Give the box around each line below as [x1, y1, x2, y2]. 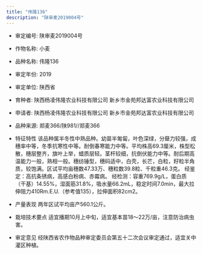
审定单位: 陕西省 [14, 83, 55, 91]
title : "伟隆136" [6, 8, 48, 15]
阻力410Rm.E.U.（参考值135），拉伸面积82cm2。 [20, 187, 141, 195]
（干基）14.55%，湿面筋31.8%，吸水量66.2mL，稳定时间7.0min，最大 [14, 180, 189, 187]
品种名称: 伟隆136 [14, 57, 59, 65]
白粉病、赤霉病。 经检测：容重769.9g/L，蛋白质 [68, 172, 187, 180]
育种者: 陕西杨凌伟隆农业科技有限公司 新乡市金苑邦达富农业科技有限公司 [14, 96, 194, 103]
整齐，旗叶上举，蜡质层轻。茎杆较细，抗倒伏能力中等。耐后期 [36, 149, 190, 157]
